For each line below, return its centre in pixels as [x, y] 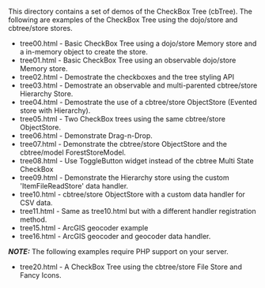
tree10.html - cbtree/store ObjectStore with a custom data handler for [132, 194]
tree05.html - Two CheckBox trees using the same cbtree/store [122, 119]
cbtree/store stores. [40, 28]
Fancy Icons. [40, 275]
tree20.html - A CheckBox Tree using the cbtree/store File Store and [131, 267]
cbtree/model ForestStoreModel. [73, 152]
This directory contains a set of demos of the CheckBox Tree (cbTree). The [131, 11]
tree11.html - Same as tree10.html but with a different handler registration [138, 211]
